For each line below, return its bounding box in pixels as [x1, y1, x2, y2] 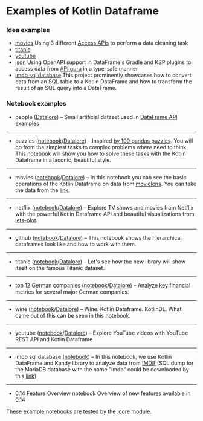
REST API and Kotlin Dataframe [14, 335, 93, 342]
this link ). [14, 372, 38, 379]
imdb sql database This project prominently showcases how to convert [14, 71, 192, 79]
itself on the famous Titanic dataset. [14, 264, 105, 271]
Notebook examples [6, 100, 66, 108]
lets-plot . [14, 216, 38, 224]
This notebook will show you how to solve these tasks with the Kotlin [14, 150, 186, 157]
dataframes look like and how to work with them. [14, 240, 137, 248]
